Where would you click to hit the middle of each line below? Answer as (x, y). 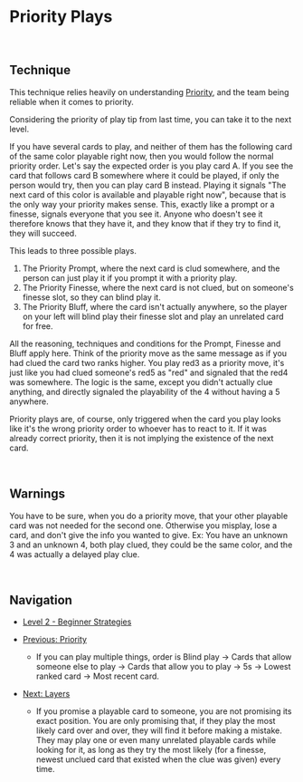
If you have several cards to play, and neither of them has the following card (151, 146)
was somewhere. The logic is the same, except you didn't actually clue (141, 381)
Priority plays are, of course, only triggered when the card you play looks (146, 419)
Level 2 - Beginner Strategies (77, 622)
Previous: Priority (55, 640)
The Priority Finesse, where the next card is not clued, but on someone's (158, 287)
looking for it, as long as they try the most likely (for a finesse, (151, 750)
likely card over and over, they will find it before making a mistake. (159, 730)
